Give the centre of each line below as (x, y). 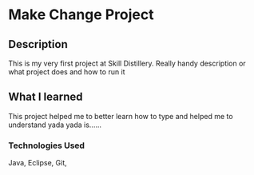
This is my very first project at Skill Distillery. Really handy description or (127, 63)
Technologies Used (47, 145)
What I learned (46, 97)
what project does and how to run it (67, 72)
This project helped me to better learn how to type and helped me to (121, 116)
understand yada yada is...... (55, 125)
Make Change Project (81, 15)
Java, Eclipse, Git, (38, 163)
